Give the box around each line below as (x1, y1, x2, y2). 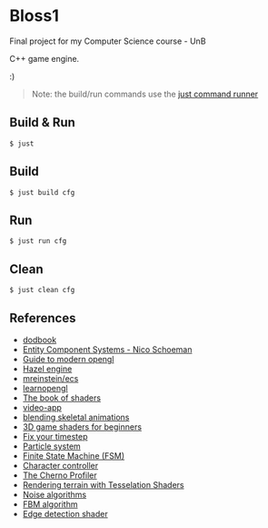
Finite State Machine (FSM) (22, 451, 125, 461)
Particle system (22, 441, 82, 452)
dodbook (22, 334, 57, 345)
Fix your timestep (22, 432, 88, 442)
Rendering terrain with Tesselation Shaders (22, 480, 184, 490)
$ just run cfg (9, 237, 67, 246)
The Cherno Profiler (22, 470, 97, 481)
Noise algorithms (22, 489, 87, 500)
